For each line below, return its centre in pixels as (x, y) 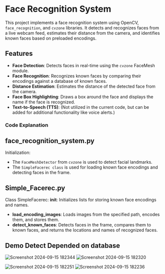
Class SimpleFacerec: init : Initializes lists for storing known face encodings (81, 200)
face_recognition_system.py (50, 141)
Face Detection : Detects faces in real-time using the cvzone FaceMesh (84, 65)
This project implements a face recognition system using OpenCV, (72, 23)
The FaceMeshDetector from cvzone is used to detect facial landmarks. (82, 162)
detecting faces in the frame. (41, 173)
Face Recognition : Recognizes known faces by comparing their (77, 76)
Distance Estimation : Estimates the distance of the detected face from (84, 86)
